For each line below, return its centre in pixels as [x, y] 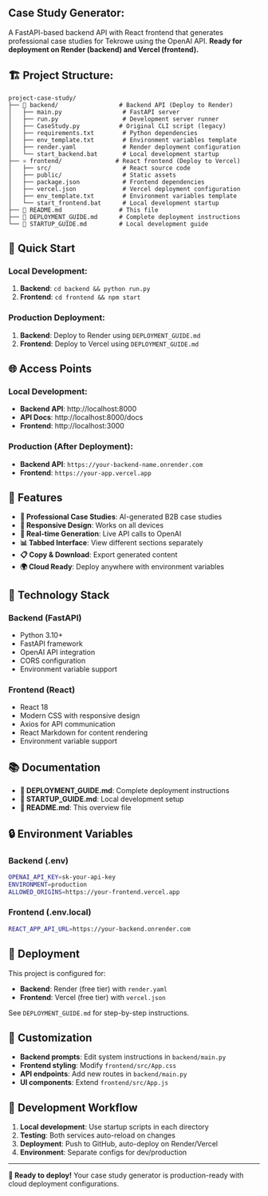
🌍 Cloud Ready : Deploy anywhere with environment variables [122, 567]
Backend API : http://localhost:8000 [78, 409]
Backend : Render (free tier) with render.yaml [93, 989]
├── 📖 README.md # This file [83, 210]
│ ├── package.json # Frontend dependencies [106, 182]
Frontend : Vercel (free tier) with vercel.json [93, 997]
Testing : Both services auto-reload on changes [97, 1135]
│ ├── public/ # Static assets [93, 175]
